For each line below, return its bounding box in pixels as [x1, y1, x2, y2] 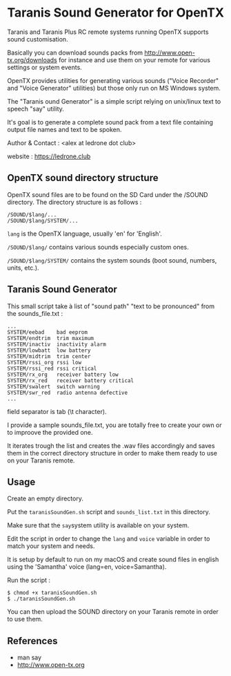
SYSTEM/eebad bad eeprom [7, 328, 88, 336]
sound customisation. [7, 35, 68, 43]
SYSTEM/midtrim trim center [7, 353, 91, 360]
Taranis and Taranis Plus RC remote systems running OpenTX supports [7, 28, 209, 36]
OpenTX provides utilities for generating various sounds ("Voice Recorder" [7, 76, 219, 84]
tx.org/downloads [7, 55, 57, 64]
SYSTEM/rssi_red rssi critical [7, 365, 97, 372]
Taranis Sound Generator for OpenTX [7, 5, 224, 21]
